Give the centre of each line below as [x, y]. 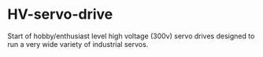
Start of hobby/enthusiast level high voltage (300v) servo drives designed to [131, 36]
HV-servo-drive [60, 14]
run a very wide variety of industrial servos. [78, 44]
